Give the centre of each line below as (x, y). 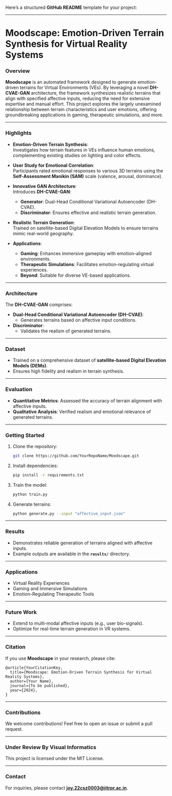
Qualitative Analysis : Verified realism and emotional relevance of (82, 412)
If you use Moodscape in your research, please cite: (61, 658)
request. (14, 729)
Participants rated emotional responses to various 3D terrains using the (88, 171)
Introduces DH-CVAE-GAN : (42, 191)
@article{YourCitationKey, (34, 668)
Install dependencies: (35, 466)
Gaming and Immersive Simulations (50, 589)
